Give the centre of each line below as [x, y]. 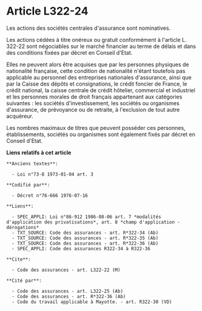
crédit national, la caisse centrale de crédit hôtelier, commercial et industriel [101, 90]
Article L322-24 [47, 11]
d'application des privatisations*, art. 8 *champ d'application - [93, 222]
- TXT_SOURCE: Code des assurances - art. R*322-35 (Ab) [85, 238]
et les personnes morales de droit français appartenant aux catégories [94, 97]
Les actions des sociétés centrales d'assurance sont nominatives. [89, 28]
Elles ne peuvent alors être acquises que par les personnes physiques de [98, 64]
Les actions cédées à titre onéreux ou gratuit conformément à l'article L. [96, 39]
